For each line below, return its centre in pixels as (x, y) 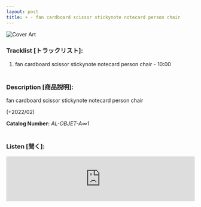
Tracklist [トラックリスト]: (45, 51)
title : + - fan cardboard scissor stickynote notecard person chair (93, 17)
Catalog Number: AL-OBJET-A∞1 (48, 123)
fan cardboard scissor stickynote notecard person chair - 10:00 (93, 64)
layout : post (22, 12)
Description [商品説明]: (40, 87)
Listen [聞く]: (25, 147)
